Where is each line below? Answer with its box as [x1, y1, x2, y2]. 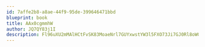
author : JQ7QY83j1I [6, 26, 56, 32]
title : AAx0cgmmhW [6, 20, 53, 26]
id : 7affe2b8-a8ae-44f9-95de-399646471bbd [6, 9, 116, 15]
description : [6, 32, 40, 38]
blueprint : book [6, 15, 48, 21]
